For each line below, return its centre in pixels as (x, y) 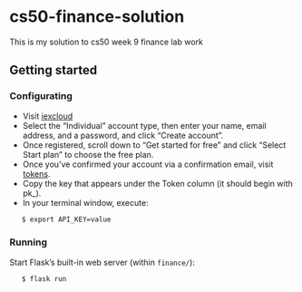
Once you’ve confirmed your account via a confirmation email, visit (148, 164)
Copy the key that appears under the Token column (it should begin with (157, 183)
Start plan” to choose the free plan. (88, 154)
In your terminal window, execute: (85, 202)
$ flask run (44, 278)
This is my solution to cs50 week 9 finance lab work (107, 42)
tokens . (36, 173)
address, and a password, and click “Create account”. (123, 135)
